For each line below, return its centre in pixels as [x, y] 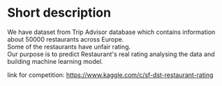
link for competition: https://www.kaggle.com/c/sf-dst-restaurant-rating [110, 75]
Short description [59, 13]
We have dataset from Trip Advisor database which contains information [111, 32]
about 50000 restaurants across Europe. [66, 39]
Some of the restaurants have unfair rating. [69, 46]
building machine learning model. [55, 61]
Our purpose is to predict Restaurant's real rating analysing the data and [111, 54]
